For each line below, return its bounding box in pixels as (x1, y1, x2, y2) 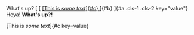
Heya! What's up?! (6, 11, 53, 18)
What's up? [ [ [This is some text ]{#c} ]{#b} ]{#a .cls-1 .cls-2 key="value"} (6, 5, 188, 12)
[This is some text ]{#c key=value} (6, 23, 90, 29)
